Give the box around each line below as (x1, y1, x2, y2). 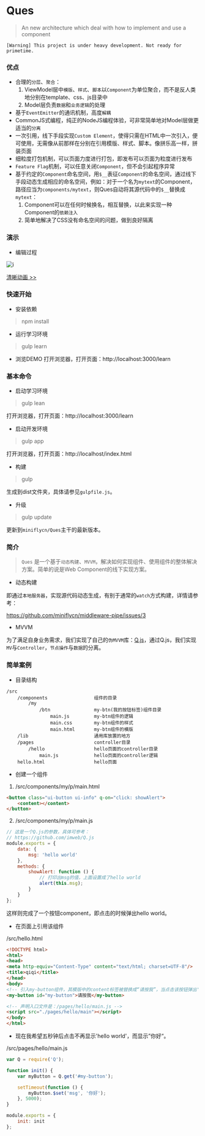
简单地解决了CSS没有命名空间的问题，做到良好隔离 (24, 216, 154, 224)
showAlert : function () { (28, 869, 95, 875)
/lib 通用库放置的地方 (17, 733, 131, 739)
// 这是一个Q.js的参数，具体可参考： (6, 829, 90, 835)
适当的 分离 (15, 124, 41, 132)
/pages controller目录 (17, 739, 131, 745)
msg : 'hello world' (28, 852, 78, 858)
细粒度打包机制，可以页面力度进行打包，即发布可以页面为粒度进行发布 (15, 155, 193, 163)
